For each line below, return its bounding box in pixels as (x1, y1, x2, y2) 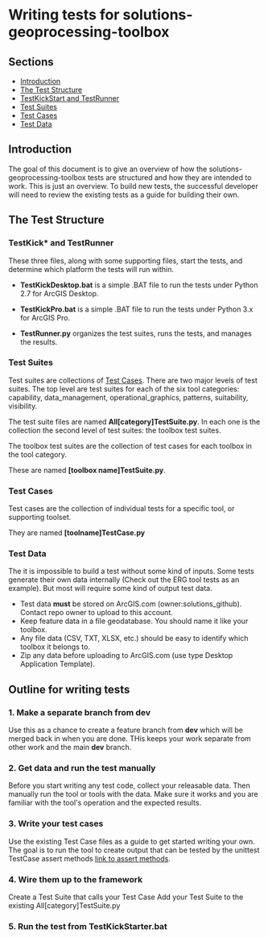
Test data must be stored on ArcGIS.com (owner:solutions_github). (19, 599, 242, 609)
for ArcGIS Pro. (19, 312, 71, 322)
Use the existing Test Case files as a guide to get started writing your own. (8, 836, 255, 846)
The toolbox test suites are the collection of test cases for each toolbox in (8, 441, 252, 450)
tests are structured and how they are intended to (87, 172, 252, 182)
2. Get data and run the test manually (8, 763, 156, 773)
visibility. (8, 401, 38, 411)
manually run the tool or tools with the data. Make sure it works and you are (8, 789, 259, 799)
